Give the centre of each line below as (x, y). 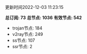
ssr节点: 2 (22, 46)
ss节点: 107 (24, 40)
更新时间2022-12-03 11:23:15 (34, 7)
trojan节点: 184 (27, 28)
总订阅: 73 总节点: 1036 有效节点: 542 (43, 18)
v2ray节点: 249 (28, 34)
